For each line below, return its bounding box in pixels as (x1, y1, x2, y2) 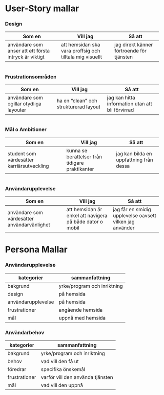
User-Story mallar (5, 3, 79, 14)
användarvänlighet (7, 222, 50, 228)
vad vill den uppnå (41, 382, 83, 389)
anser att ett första (7, 48, 50, 54)
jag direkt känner (114, 41, 153, 48)
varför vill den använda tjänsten (41, 373, 113, 380)
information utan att (107, 100, 152, 107)
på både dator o (66, 219, 103, 225)
